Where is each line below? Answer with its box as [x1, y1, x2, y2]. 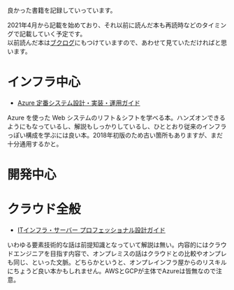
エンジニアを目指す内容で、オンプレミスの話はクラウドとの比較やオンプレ [13, 249, 227, 258]
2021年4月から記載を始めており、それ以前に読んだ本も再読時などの [7, 21, 203, 29]
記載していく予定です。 [19, 30, 87, 38]
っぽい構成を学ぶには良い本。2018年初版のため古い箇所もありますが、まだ [7, 131, 224, 139]
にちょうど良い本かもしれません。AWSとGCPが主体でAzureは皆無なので [7, 267, 217, 275]
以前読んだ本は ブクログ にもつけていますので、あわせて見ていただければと [7, 38, 221, 47]
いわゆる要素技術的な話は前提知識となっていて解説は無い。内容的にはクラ [7, 240, 221, 249]
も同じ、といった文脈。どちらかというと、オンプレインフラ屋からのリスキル [7, 258, 227, 267]
